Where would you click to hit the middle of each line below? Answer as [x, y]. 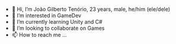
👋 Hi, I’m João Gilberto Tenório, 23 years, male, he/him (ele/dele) [91, 9]
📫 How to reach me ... [39, 35]
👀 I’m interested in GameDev [47, 15]
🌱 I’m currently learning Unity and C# [57, 22]
